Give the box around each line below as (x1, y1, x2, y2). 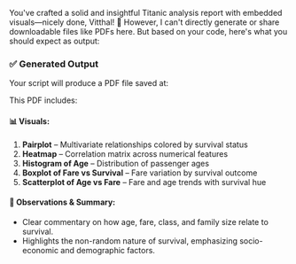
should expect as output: (9, 35, 100, 46)
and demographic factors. (60, 245, 155, 255)
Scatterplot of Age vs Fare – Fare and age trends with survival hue (21, 176, 267, 187)
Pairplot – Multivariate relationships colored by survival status (21, 139, 248, 150)
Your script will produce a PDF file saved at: (9, 78, 168, 89)
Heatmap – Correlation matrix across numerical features (21, 148, 229, 159)
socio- (238, 235, 263, 246)
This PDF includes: (9, 95, 78, 105)
